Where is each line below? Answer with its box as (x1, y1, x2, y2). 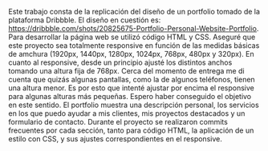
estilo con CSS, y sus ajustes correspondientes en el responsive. (8, 134, 222, 143)
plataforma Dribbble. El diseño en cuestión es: (8, 15, 161, 25)
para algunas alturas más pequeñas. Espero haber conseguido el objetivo (8, 92, 252, 101)
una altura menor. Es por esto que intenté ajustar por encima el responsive (8, 83, 255, 93)
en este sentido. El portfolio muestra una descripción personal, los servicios (8, 100, 259, 109)
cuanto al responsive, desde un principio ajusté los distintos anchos (8, 58, 233, 67)
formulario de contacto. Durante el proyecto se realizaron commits (8, 117, 229, 126)
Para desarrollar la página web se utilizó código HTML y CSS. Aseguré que (8, 32, 256, 42)
